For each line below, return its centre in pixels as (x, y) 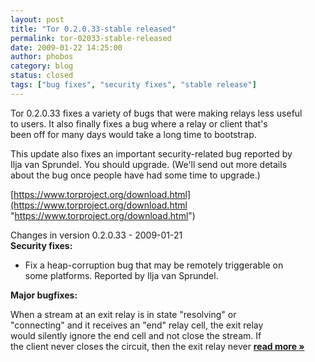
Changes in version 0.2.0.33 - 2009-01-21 (96, 235)
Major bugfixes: (44, 295)
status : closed (42, 76)
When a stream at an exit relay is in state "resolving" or (123, 314)
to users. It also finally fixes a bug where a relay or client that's (139, 123)
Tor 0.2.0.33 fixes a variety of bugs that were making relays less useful (156, 113)
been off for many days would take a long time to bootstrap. (133, 134)
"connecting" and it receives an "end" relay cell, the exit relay (137, 325)
